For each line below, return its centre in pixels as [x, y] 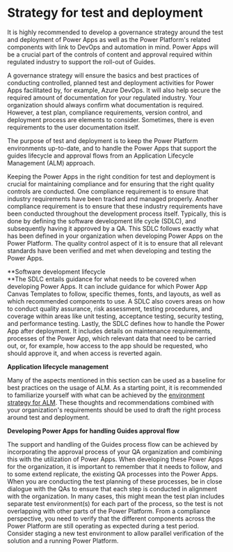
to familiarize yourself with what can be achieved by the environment [106, 395]
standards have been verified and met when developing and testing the [109, 251]
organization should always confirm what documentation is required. [105, 105]
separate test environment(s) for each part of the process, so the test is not [115, 503]
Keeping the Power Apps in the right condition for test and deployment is [111, 177]
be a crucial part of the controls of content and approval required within [110, 54]
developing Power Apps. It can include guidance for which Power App [107, 286]
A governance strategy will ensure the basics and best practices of [103, 75]
